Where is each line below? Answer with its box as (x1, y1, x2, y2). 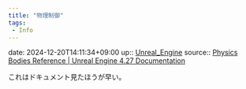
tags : (8, 19, 26, 27)
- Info (11, 26, 34, 34)
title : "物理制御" (8, 11, 65, 20)
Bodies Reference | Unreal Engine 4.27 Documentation (8, 56, 185, 65)
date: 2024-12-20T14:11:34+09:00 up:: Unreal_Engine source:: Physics (8, 48, 238, 57)
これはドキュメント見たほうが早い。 (8, 72, 126, 82)
